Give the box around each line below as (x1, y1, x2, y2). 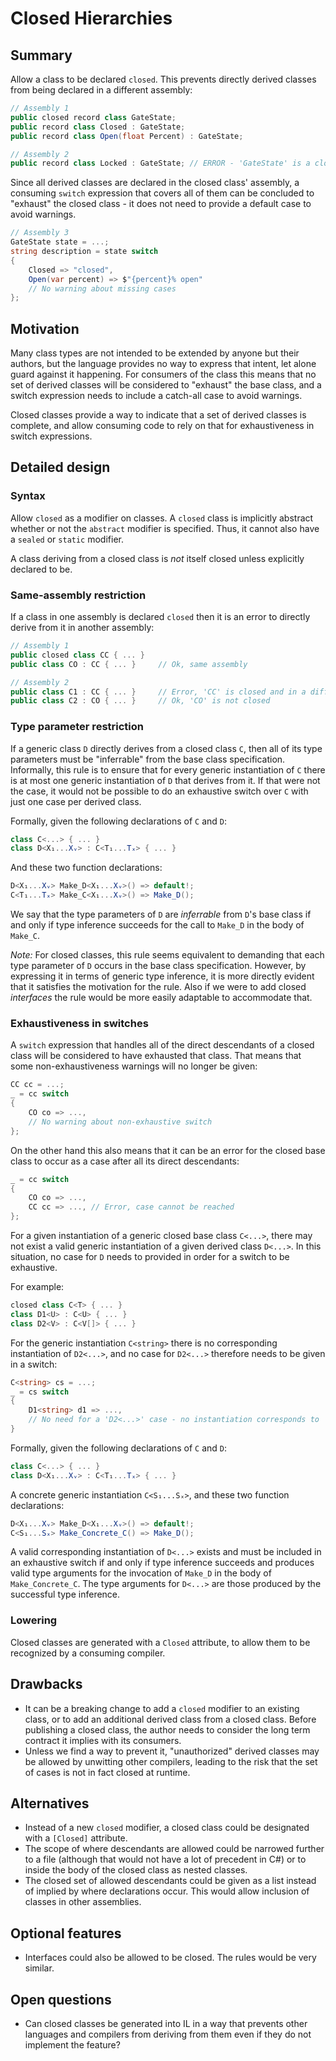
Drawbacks (10, 1676, 83, 1693)
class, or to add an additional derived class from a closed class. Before (24, 1713, 317, 1725)
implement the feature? (24, 2038, 121, 2051)
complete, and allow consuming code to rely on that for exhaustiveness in (10, 420, 315, 432)
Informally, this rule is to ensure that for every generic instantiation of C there (10, 763, 326, 776)
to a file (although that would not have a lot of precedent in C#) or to (24, 1853, 307, 1866)
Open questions (10, 1991, 112, 2008)
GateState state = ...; (10, 237, 110, 247)
